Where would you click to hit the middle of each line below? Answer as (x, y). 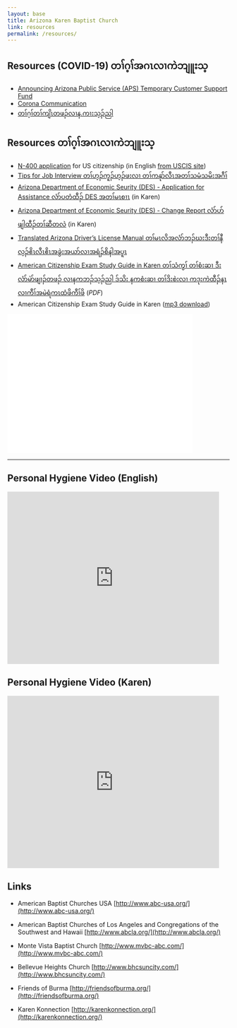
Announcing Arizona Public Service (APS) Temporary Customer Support (122, 88)
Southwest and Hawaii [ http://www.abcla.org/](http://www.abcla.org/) (119, 932)
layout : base (26, 14)
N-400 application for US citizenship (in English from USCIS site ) (112, 165)
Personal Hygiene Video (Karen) (79, 683)
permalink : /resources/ (42, 34)
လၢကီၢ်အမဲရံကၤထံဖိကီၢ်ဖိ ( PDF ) (60, 292)
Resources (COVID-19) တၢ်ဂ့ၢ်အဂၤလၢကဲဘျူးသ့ (108, 65)
